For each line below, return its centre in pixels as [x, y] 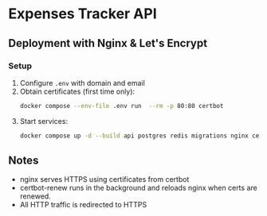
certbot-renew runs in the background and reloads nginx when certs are [138, 188]
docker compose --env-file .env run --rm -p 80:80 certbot [122, 106]
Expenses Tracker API [82, 14]
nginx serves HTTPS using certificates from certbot [104, 179]
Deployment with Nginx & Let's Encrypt [108, 43]
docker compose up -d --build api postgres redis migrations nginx [134, 136]
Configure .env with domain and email [82, 83]
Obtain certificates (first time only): [77, 91]
